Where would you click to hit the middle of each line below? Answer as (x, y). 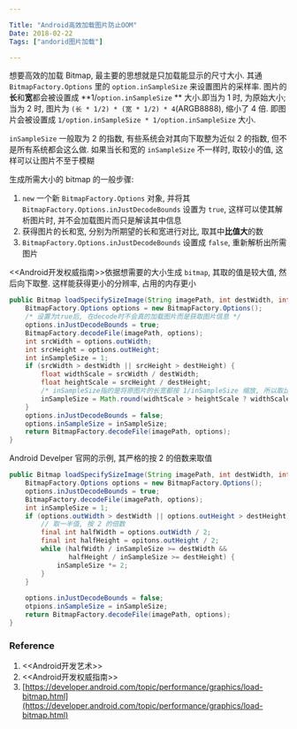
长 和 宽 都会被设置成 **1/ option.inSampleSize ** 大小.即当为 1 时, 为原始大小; (148, 97)
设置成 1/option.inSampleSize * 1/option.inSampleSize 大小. (144, 119)
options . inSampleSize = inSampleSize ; (96, 424)
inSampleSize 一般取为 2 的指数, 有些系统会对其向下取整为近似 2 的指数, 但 (145, 139)
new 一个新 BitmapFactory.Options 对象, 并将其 (106, 198)
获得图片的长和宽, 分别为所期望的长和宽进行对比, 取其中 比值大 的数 (142, 232)
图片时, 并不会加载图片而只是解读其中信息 (106, 220)
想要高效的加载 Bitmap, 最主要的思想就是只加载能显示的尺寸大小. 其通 (136, 75)
